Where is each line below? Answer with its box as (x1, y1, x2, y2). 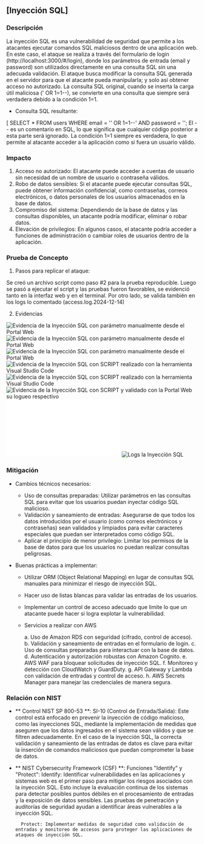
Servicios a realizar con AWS (24, 621, 97, 628)
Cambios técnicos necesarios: (15, 480, 91, 487)
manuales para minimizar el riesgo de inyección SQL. (24, 580, 157, 587)
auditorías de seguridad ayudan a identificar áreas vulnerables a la (15, 803, 182, 810)
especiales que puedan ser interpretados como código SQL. (24, 530, 175, 537)
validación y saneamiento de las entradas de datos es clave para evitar (15, 740, 193, 747)
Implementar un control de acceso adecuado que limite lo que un (24, 603, 187, 610)
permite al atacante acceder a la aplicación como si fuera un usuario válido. (6, 138, 196, 146)
